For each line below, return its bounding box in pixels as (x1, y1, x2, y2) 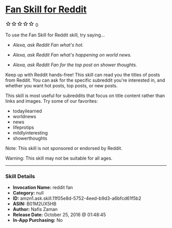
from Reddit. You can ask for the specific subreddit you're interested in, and (5, 77, 165, 83)
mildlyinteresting (12, 129, 48, 136)
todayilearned (12, 108, 42, 114)
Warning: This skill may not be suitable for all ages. (5, 155, 113, 161)
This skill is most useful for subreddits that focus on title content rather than (5, 92, 165, 99)
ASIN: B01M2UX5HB (12, 201, 57, 207)
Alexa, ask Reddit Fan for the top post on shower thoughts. (12, 62, 137, 68)
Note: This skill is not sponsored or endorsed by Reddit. (5, 145, 123, 151)
